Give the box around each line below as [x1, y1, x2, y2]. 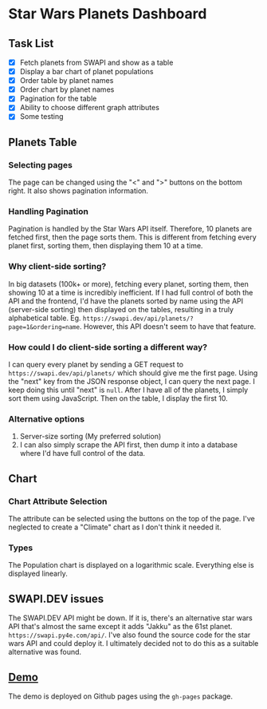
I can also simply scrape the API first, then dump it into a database [19, 440, 238, 450]
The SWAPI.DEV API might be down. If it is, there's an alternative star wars [8, 613, 253, 623]
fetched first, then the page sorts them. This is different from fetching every [8, 232, 257, 242]
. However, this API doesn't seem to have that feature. [79, 321, 257, 331]
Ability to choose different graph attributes [19, 103, 159, 113]
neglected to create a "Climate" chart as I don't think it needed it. [8, 522, 222, 532]
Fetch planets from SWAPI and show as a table [19, 57, 174, 67]
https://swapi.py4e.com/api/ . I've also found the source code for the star [8, 630, 251, 640]
